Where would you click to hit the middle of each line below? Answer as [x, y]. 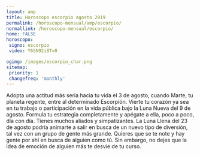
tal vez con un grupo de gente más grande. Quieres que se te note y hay [96, 134]
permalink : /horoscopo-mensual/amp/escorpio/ [64, 23]
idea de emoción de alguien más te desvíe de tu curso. [74, 146]
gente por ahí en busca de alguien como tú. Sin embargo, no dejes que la [97, 140]
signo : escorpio [29, 46]
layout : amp [21, 12]
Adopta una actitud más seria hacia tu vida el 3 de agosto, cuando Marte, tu [100, 95]
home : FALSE [21, 34]
